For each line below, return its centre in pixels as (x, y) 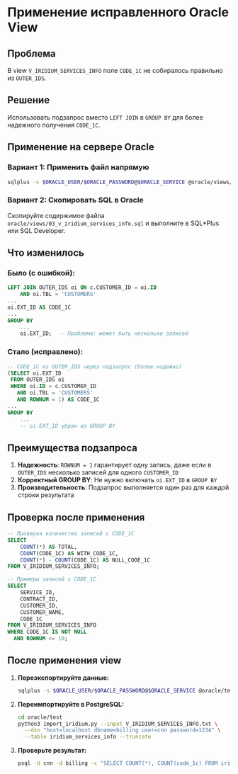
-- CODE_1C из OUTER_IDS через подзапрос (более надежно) (95, 366)
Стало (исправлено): (45, 352)
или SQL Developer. (36, 230)
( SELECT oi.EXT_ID (34, 373)
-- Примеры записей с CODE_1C (52, 579)
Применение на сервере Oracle (81, 147)
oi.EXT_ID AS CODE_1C (39, 307)
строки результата (46, 495)
